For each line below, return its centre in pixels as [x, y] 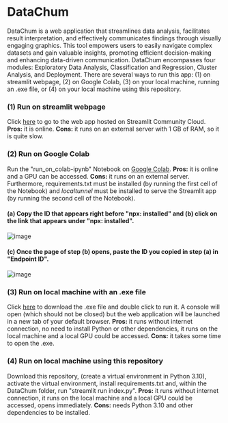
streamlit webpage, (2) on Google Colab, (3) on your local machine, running [113, 81]
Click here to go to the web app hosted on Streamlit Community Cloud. [106, 122]
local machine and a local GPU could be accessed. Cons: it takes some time [114, 336]
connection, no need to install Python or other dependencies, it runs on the [113, 329]
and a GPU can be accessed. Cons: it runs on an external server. [98, 176]
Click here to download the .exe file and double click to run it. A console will [114, 307]
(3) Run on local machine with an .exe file [77, 292]
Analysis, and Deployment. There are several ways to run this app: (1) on [109, 74]
